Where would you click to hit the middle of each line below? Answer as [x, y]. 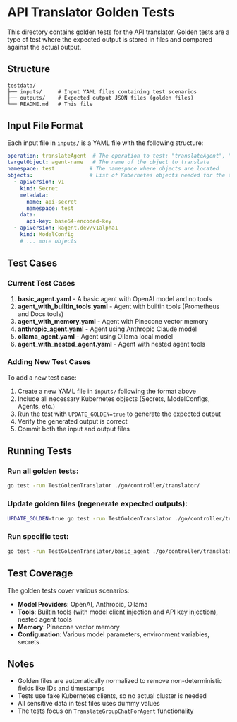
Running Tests [39, 451]
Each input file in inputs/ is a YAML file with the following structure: [105, 143]
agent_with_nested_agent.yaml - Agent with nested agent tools [111, 344]
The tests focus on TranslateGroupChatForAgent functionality [105, 711]
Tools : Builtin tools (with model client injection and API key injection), [118, 612]
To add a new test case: [42, 377]
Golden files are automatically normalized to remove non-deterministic [120, 681]
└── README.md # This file [50, 104]
